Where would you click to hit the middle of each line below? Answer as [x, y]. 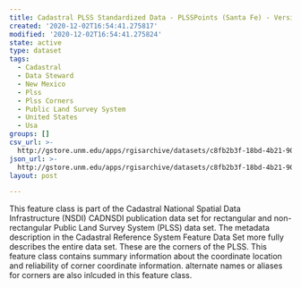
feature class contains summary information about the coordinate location [146, 257]
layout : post [34, 175]
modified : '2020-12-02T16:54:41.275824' [86, 34]
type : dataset [36, 51]
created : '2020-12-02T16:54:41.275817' [84, 26]
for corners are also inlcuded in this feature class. [101, 275]
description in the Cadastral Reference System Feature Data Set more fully [147, 237]
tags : [19, 59]
